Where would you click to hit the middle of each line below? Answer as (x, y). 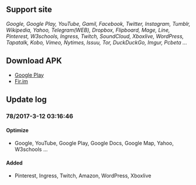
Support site (29, 10)
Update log (26, 100)
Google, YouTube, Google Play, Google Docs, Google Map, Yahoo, (94, 143)
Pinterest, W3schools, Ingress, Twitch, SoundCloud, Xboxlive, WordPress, (95, 36)
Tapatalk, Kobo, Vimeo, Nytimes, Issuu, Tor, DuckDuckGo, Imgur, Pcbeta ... (97, 42)
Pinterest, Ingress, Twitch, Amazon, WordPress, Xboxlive (83, 176)
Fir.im (21, 81)
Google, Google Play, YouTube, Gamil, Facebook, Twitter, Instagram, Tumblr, (98, 23)
